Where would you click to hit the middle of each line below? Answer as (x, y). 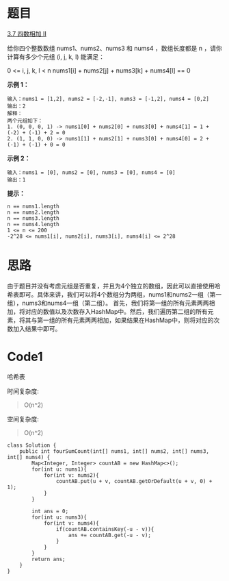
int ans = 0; (50, 511)
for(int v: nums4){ (71, 523)
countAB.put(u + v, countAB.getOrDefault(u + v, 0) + (134, 481)
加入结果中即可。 (37, 328)
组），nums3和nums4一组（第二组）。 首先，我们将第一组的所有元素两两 (108, 303)
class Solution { (32, 445)
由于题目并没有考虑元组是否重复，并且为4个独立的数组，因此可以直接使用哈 (114, 286)
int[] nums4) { (29, 457)
